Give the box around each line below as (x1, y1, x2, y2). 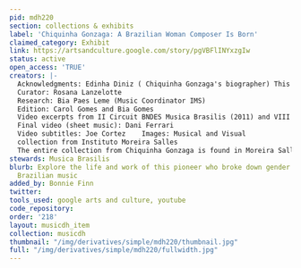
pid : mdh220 (9, 13, 54, 22)
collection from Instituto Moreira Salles (17, 138, 178, 147)
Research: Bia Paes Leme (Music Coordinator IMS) (17, 96, 206, 105)
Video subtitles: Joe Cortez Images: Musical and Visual (17, 130, 246, 138)
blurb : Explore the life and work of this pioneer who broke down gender (9, 163, 291, 172)
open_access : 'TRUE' (9, 63, 87, 72)
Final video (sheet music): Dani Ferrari (17, 121, 175, 130)
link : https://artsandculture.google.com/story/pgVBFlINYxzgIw (9, 46, 251, 55)
